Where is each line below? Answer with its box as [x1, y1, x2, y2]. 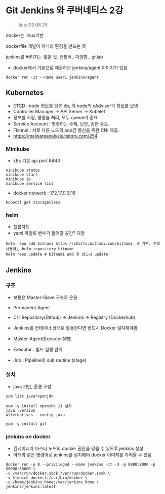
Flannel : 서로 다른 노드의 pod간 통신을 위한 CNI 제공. [13, 127, 119, 133]
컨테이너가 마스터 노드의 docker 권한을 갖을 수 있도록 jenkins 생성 [13, 445, 144, 451]
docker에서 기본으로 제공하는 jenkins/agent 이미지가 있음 [13, 64, 128, 71]
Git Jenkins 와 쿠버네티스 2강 [6, 5, 123, 16]
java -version [6, 408, 36, 413]
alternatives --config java [6, 412, 65, 418]
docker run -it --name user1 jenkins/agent [6, 75, 99, 80]
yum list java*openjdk [6, 394, 54, 399]
